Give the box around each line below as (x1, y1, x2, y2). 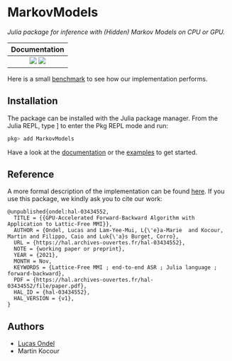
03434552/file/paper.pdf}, (7, 282, 87, 290)
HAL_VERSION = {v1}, (13, 295, 74, 302)
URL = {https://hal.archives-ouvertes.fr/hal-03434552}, (13, 239, 186, 246)
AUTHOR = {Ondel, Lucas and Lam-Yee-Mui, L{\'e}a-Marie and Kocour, (13, 227, 223, 234)
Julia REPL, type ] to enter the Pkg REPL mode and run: (7, 121, 169, 130)
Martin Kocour (17, 347, 60, 355)
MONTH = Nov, (13, 258, 53, 265)
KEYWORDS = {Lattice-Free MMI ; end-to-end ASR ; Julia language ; (13, 264, 218, 271)
